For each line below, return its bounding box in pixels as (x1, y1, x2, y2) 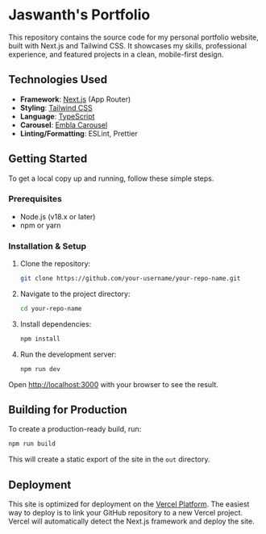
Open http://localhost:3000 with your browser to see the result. (8, 379, 219, 389)
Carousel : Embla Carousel (19, 119, 108, 130)
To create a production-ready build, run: (8, 424, 142, 434)
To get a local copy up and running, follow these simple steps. (8, 173, 214, 183)
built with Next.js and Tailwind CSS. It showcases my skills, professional (8, 40, 247, 50)
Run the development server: (19, 349, 117, 359)
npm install (19, 335, 60, 343)
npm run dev (19, 365, 60, 373)
